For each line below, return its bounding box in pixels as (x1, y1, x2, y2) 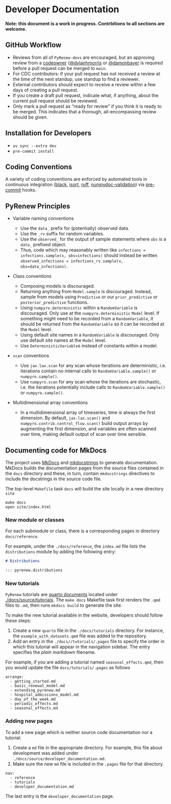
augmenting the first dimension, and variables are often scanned (20, 425, 157, 432)
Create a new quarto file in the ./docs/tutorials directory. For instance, (12, 627, 164, 634)
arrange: (5, 674, 24, 680)
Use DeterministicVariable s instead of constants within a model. (20, 343, 158, 349)
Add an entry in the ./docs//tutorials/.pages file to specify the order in (12, 639, 165, 645)
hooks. (22, 187, 37, 193)
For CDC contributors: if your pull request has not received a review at (12, 70, 161, 77)
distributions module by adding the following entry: (5, 549, 116, 555)
